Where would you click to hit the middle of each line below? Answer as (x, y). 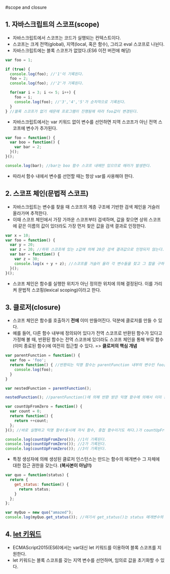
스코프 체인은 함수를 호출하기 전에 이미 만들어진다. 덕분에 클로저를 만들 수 (85, 320)
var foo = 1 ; (19, 60)
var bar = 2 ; (28, 147)
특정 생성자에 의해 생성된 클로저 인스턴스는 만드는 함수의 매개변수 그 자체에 (86, 459)
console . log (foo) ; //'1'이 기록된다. (47, 74)
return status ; (35, 489)
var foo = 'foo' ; (28, 360)
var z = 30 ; (27, 259)
